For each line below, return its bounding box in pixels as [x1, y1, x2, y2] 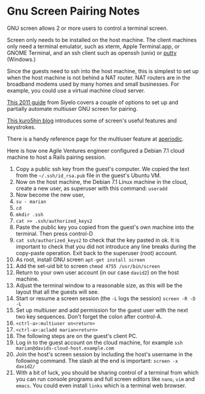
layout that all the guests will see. [15, 288, 99, 295]
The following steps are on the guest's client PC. [15, 332, 137, 339]
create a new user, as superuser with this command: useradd [15, 185, 168, 192]
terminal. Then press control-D [15, 230, 93, 237]
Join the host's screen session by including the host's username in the [15, 350, 193, 357]
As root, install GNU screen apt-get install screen [15, 256, 145, 263]
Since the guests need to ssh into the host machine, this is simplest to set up [7, 67, 199, 74]
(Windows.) [7, 55, 36, 63]
